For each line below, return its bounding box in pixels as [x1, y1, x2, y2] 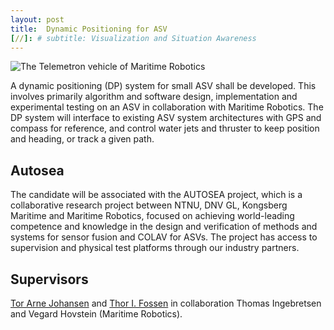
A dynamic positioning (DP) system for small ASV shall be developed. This [10, 80, 317, 92]
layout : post [10, 14, 65, 25]
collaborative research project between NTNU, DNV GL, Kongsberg [10, 199, 288, 211]
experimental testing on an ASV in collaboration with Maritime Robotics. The [10, 101, 324, 113]
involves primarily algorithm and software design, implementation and [10, 91, 298, 103]
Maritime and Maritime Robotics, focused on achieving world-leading [10, 210, 295, 222]
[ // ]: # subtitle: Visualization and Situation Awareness [10, 33, 257, 43]
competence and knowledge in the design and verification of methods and [10, 221, 318, 233]
